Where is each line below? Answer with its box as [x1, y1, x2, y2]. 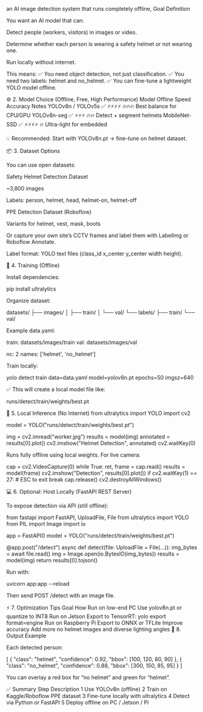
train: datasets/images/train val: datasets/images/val [6, 339, 138, 346]
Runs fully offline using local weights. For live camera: [6, 451, 141, 458]
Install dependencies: [6, 274, 60, 281]
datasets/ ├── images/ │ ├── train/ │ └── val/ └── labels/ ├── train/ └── [6, 309, 196, 316]
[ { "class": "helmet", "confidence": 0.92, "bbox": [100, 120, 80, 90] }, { [6, 656, 182, 663]
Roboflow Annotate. [6, 238, 56, 245]
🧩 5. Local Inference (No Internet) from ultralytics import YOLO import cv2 [6, 409, 191, 417]
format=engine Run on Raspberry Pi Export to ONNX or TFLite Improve [6, 619, 183, 626]
